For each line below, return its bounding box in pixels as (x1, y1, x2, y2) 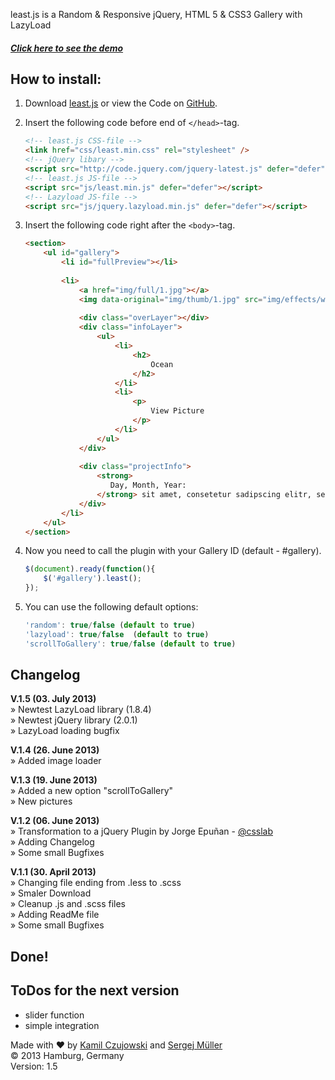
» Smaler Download (10, 887, 92, 899)
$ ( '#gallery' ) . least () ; (43, 574, 143, 584)
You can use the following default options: (24, 601, 199, 613)
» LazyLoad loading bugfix (10, 725, 120, 737)
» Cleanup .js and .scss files (10, 898, 126, 910)
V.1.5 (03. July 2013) (10, 693, 97, 705)
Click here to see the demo (10, 42, 124, 54)
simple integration (24, 1019, 100, 1031)
